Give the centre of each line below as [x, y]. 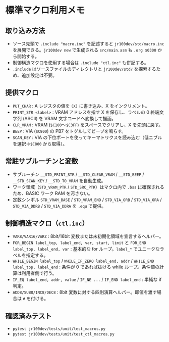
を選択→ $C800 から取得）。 [40, 143]
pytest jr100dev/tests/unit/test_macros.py [59, 329]
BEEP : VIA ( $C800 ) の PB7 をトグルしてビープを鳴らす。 [69, 131]
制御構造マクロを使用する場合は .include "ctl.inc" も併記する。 [80, 63]
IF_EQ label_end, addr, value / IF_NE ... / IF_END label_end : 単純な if [87, 280]
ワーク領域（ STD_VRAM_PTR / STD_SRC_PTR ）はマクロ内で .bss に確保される [88, 187]
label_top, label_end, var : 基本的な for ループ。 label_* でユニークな [86, 249]
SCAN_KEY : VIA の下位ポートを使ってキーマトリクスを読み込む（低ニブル [87, 137]
